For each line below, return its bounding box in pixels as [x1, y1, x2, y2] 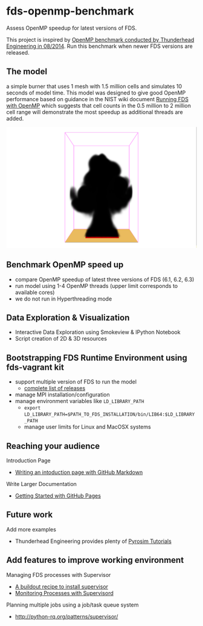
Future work [6, 510, 53, 520]
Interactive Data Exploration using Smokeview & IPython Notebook [14, 328, 181, 336]
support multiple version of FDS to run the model [14, 378, 137, 385]
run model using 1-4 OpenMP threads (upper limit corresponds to [14, 282, 178, 289]
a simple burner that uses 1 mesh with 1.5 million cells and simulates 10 [6, 82, 182, 90]
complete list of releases [24, 385, 86, 392]
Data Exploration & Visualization [6, 312, 130, 322]
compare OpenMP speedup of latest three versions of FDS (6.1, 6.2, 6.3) [14, 276, 195, 283]
